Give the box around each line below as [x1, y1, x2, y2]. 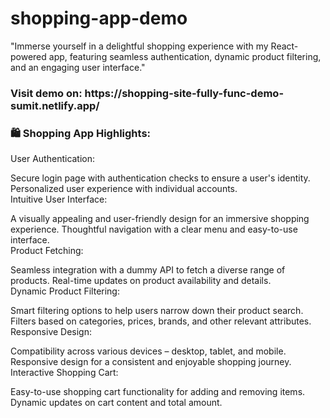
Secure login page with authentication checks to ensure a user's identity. [10, 172, 311, 184]
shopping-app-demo [10, 7, 188, 30]
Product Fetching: [10, 245, 84, 257]
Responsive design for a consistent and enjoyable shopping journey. [10, 356, 292, 368]
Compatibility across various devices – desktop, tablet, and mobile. [10, 345, 287, 357]
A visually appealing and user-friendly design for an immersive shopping [10, 213, 310, 225]
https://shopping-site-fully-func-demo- [84, 86, 285, 100]
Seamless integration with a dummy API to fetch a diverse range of [10, 264, 286, 276]
